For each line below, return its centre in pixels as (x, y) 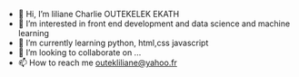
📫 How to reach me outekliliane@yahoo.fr (97, 63)
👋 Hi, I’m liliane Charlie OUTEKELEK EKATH (99, 14)
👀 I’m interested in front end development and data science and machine (154, 24)
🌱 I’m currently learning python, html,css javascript (113, 43)
